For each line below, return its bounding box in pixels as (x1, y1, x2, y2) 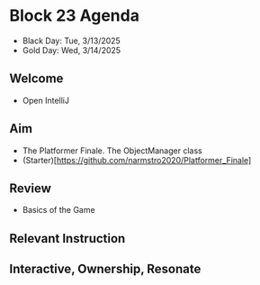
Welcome (9, 71, 64, 87)
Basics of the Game (22, 205, 96, 216)
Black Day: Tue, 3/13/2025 (22, 35, 121, 46)
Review (9, 180, 52, 196)
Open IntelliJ (22, 95, 70, 106)
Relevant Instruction (9, 231, 126, 246)
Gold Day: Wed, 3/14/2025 (22, 44, 121, 55)
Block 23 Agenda (9, 5, 139, 26)
